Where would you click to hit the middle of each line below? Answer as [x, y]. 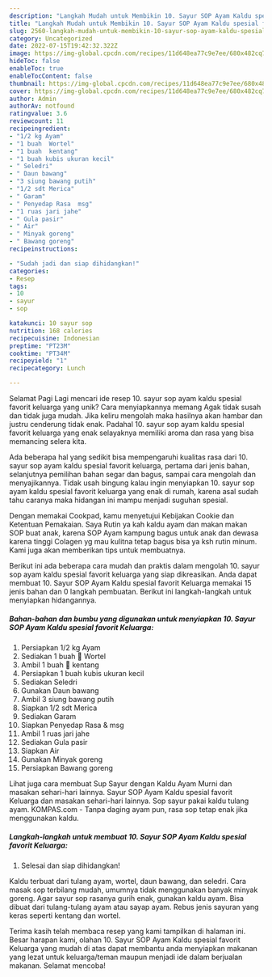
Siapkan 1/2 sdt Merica [59, 708]
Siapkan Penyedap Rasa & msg [72, 725]
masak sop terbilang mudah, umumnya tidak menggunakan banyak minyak [134, 890]
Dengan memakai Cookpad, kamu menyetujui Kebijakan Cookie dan [122, 516]
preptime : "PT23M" [40, 346]
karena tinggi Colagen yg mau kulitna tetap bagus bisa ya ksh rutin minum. [133, 541]
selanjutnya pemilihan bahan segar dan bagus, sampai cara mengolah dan [133, 474]
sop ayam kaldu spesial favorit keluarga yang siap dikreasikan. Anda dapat [133, 574]
